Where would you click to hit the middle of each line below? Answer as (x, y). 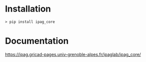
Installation (28, 9)
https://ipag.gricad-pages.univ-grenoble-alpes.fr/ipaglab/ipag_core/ (73, 54)
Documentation (37, 41)
